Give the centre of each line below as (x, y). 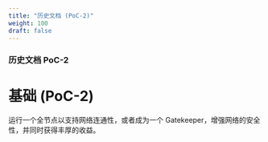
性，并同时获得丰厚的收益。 (54, 130)
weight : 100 (28, 23)
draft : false (30, 30)
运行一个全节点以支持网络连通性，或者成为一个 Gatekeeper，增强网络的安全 (134, 120)
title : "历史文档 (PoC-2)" (51, 16)
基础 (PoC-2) (51, 96)
